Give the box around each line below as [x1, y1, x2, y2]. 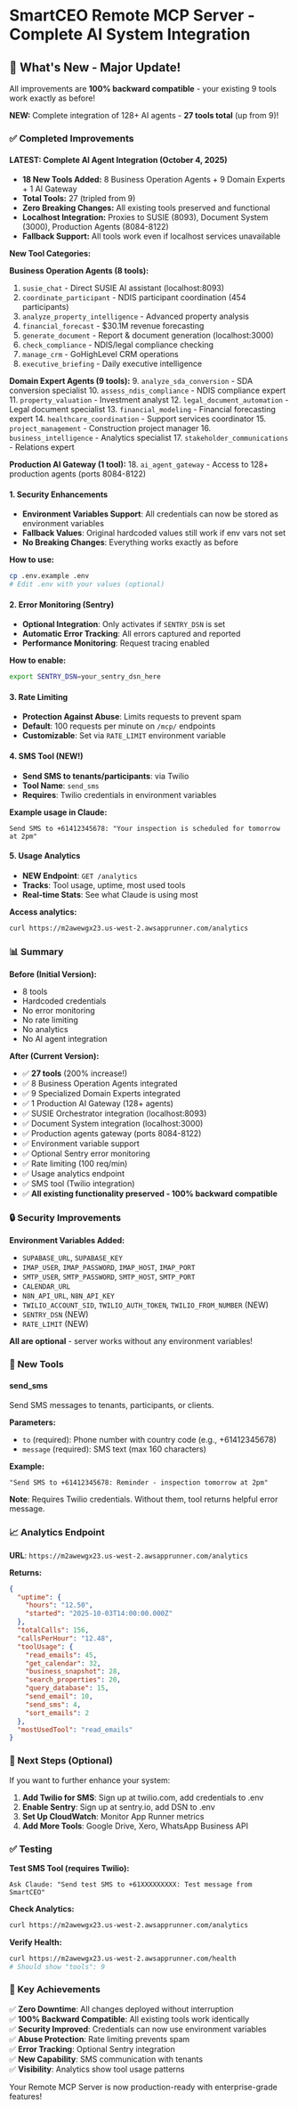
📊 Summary [9, 945, 64, 957]
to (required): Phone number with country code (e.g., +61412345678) [21, 1435, 278, 1445]
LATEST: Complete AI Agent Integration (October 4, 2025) [9, 154, 228, 165]
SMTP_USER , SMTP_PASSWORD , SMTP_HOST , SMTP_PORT [21, 1271, 196, 1282]
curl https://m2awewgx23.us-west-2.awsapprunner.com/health [9, 1954, 238, 1963]
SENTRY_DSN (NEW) [21, 1309, 89, 1320]
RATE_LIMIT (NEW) [21, 1319, 89, 1330]
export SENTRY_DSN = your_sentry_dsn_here [9, 672, 162, 681]
